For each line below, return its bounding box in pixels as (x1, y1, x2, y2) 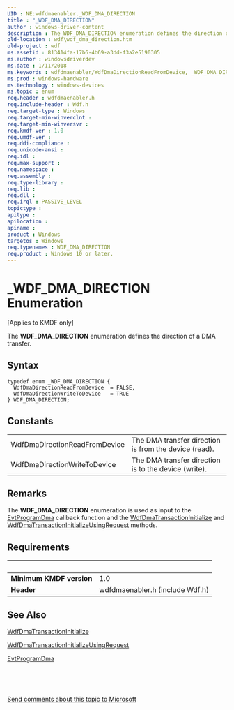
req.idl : (7, 153, 36, 161)
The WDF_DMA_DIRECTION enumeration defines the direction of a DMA (7, 332, 216, 340)
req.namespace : (7, 165, 54, 173)
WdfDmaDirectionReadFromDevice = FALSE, (13, 384, 136, 391)
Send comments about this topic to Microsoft (7, 695, 137, 703)
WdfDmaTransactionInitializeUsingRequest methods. (7, 521, 158, 529)
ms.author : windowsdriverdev (7, 56, 95, 63)
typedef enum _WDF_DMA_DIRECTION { (7, 378, 111, 385)
